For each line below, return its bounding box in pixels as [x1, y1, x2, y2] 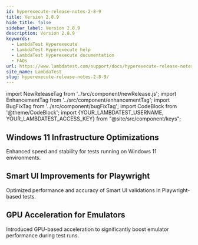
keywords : [6, 36, 31, 42]
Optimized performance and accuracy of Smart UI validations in [6, 186, 161, 194]
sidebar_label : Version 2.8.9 [6, 25, 81, 31]
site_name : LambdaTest [6, 69, 62, 75]
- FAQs [11, 58, 28, 63]
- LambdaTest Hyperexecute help [11, 47, 91, 53]
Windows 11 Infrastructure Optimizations [6, 132, 159, 142]
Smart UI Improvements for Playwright [6, 171, 150, 181]
